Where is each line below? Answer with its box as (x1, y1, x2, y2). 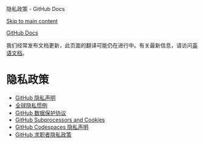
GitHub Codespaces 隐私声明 (15, 123, 89, 131)
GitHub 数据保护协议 (15, 109, 67, 117)
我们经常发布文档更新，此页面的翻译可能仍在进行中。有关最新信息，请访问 (6, 42, 192, 49)
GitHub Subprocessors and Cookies (15, 116, 105, 123)
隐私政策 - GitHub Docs (6, 5, 65, 12)
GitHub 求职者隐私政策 (15, 131, 72, 138)
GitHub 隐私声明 (15, 94, 56, 101)
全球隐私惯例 (15, 101, 47, 109)
